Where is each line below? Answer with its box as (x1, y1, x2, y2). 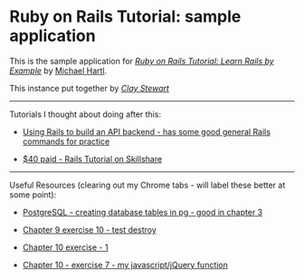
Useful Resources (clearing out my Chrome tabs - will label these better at (9, 179, 286, 190)
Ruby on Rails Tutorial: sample (9, 6, 242, 27)
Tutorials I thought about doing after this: (9, 109, 161, 120)
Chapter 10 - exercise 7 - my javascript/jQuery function (22, 259, 229, 270)
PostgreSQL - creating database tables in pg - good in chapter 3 (22, 207, 263, 217)
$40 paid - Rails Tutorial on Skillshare (22, 153, 163, 164)
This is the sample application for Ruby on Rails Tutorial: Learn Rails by (9, 55, 274, 66)
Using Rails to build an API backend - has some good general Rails (22, 126, 271, 137)
